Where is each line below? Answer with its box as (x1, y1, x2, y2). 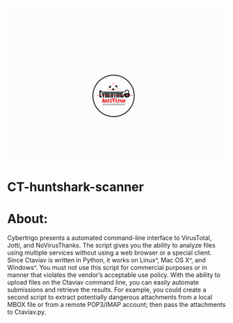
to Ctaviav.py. (7, 308, 47, 316)
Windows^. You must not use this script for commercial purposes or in (7, 264, 207, 272)
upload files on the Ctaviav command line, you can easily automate (7, 278, 200, 287)
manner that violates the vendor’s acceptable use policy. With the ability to (7, 271, 221, 279)
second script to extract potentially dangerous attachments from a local (7, 293, 213, 301)
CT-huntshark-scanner (7, 179, 144, 195)
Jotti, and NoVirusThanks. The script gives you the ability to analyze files (7, 241, 216, 250)
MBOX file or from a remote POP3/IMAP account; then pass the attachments (7, 301, 226, 309)
